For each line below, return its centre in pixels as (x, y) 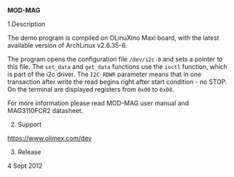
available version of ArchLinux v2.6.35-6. (67, 45)
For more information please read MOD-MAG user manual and (98, 103)
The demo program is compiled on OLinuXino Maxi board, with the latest (113, 38)
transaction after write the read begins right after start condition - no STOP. (117, 82)
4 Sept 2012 (25, 166)
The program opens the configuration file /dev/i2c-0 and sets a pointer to (115, 59)
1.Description (27, 24)
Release (29, 152)
